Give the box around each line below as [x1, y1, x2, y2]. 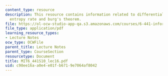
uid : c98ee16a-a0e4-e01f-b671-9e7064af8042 [5, 63, 97, 68]
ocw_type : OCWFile [5, 40, 43, 45]
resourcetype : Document [5, 53, 55, 59]
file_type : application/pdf [5, 26, 64, 31]
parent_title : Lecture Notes [5, 44, 66, 49]
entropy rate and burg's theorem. [9, 16, 81, 21]
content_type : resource [5, 7, 55, 12]
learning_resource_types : [5, 30, 59, 35]
